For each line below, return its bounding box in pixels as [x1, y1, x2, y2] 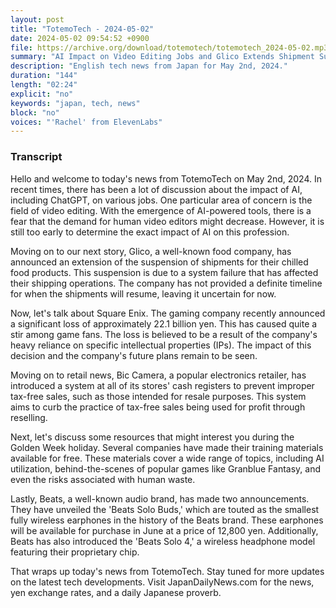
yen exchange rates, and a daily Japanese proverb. [10, 586, 222, 598]
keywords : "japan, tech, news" [10, 98, 141, 108]
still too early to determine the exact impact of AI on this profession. [10, 226, 290, 238]
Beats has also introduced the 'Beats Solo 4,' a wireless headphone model [10, 535, 316, 547]
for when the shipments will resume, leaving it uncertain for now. [10, 287, 277, 300]
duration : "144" [10, 71, 78, 81]
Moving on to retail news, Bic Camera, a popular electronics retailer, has [10, 369, 307, 381]
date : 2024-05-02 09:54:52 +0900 [10, 33, 150, 43]
